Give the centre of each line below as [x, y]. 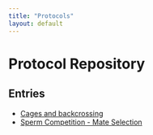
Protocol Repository [77, 64]
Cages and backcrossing [62, 113]
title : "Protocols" [41, 16]
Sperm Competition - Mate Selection [81, 122]
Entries [27, 94]
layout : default [36, 24]
